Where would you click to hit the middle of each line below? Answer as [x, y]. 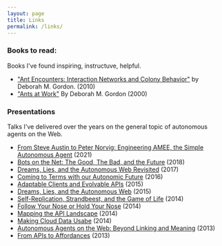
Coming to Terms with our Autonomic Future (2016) [90, 176]
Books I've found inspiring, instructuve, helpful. [74, 66]
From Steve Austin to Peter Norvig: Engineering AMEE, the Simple [110, 147]
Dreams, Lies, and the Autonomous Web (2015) [84, 191]
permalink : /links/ [35, 26]
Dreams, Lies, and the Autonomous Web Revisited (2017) [98, 169]
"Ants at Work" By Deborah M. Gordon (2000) [82, 93]
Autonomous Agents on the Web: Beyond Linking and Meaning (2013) [116, 228]
